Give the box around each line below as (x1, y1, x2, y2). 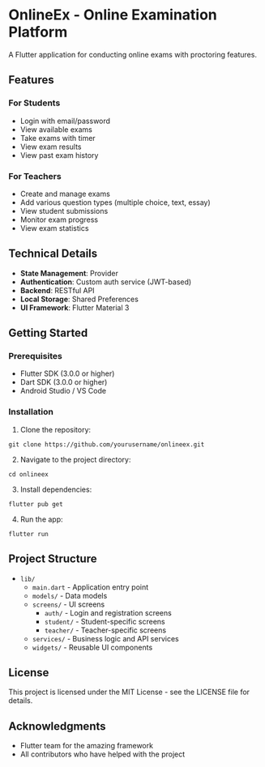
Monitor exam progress (19, 215, 99, 224)
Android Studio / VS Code (19, 386, 107, 396)
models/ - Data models (32, 590, 108, 600)
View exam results (19, 142, 82, 151)
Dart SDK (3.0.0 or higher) (19, 377, 108, 387)
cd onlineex (8, 470, 49, 479)
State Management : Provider (19, 268, 119, 278)
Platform (8, 23, 68, 41)
